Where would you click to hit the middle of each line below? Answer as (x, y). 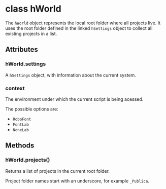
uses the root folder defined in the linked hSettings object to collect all (79, 28)
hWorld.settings (26, 64)
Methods (20, 146)
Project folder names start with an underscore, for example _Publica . (77, 181)
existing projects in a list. (31, 33)
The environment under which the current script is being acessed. (74, 99)
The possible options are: (32, 109)
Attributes (22, 49)
